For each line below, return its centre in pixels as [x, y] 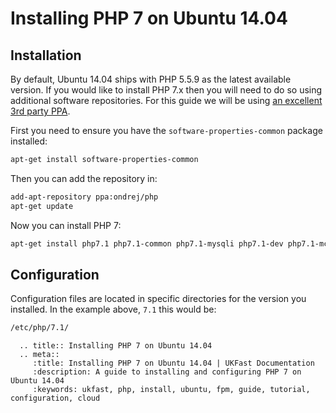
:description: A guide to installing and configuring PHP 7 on [167, 372]
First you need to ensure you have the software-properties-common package [166, 130]
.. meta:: [39, 355]
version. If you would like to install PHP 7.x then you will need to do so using [166, 90]
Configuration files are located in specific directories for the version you [158, 299]
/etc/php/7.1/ [40, 328]
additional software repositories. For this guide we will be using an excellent [166, 100]
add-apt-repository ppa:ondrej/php [84, 197]
